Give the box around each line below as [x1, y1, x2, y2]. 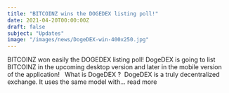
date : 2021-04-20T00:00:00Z [7, 17, 90, 24]
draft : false [7, 23, 46, 30]
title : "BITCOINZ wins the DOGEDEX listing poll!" [7, 10, 159, 17]
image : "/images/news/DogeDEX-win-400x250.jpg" [7, 36, 150, 43]
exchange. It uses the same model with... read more [7, 78, 157, 86]
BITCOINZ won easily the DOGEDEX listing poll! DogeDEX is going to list [7, 55, 216, 64]
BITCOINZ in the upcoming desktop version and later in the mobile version [7, 63, 223, 71]
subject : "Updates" [7, 29, 65, 37]
